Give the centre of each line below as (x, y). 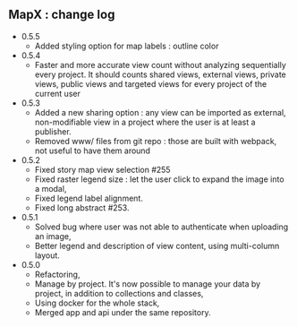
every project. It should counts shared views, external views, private (161, 74)
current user (58, 93)
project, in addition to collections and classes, (119, 293)
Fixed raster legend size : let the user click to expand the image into (159, 179)
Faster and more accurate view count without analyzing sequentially (161, 65)
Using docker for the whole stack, (97, 303)
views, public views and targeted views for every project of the (151, 83)
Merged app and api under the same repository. (123, 312)
